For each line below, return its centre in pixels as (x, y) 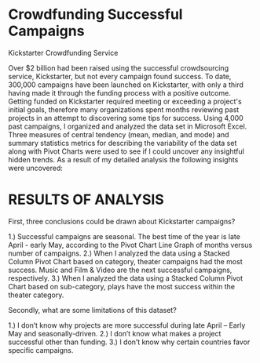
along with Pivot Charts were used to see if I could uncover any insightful (126, 151)
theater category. (36, 295)
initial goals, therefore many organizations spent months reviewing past (124, 109)
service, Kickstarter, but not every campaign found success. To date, (120, 76)
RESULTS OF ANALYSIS (86, 200)
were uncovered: (35, 168)
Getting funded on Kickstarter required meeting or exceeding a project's (125, 101)
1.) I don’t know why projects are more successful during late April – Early (127, 325)
